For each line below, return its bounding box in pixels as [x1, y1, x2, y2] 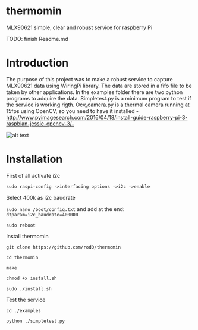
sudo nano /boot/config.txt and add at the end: [6, 205, 125, 212]
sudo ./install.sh [6, 285, 52, 292]
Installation [6, 153, 63, 166]
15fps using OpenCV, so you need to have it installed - [6, 107, 139, 114]
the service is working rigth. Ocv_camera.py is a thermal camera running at [6, 101, 190, 108]
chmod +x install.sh [6, 275, 58, 281]
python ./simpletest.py [6, 318, 65, 324]
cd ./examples [6, 307, 42, 313]
